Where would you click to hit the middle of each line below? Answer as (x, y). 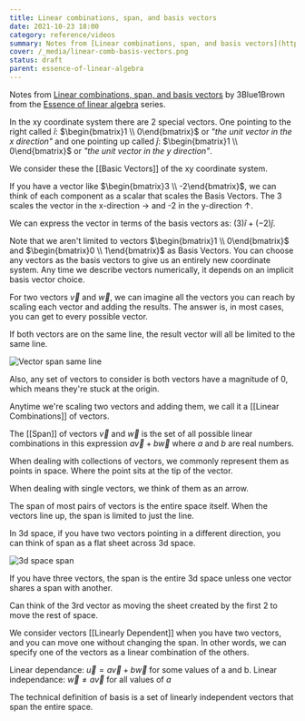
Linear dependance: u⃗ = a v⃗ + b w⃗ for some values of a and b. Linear (143, 669)
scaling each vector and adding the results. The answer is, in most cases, (147, 307)
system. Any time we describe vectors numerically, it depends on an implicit (152, 269)
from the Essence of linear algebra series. (88, 104)
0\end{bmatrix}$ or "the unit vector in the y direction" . (111, 150)
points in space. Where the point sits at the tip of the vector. (121, 471)
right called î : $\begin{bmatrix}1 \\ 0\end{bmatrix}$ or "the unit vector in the (151, 131)
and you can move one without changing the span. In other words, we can (148, 642)
